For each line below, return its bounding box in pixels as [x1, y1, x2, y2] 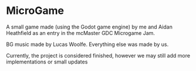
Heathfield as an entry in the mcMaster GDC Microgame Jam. [6, 29, 156, 36]
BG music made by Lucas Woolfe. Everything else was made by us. [6, 41, 169, 48]
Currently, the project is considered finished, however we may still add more [6, 52, 191, 59]
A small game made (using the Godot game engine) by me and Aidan [6, 23, 173, 30]
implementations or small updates [6, 58, 88, 65]
